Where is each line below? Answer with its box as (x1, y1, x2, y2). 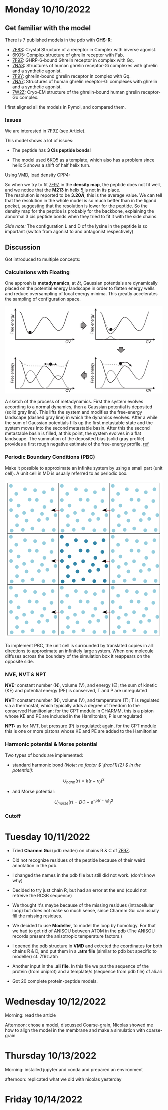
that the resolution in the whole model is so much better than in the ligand (5, 198, 157, 204)
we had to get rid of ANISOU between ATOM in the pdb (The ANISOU (12, 928, 155, 934)
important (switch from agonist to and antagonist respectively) (5, 229, 134, 235)
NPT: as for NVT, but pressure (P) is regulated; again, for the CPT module (5, 723, 156, 729)
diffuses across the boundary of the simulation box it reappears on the (5, 653, 150, 659)
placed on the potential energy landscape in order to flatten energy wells (5, 285, 155, 291)
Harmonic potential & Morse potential (5, 741, 98, 748)
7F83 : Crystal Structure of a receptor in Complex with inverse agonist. (12, 47, 157, 52)
